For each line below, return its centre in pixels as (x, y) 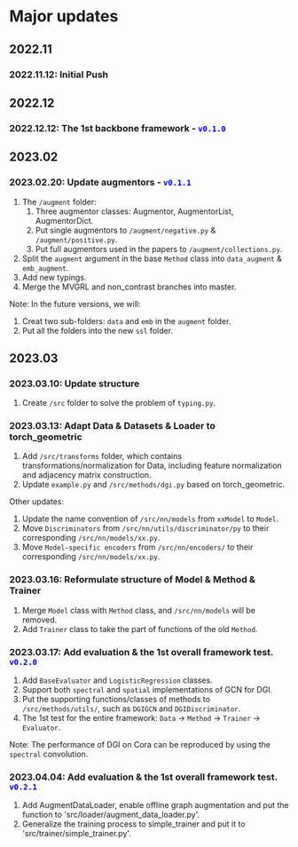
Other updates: (37, 502)
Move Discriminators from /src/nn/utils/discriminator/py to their (145, 528)
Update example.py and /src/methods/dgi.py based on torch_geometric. (153, 485)
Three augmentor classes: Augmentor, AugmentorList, (134, 211)
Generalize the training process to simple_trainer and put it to (133, 824)
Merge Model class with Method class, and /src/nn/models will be (138, 610)
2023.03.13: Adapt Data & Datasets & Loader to (112, 426)
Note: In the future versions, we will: (75, 304)
